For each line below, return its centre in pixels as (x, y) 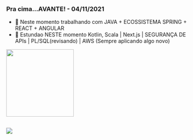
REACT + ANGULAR (40, 28)
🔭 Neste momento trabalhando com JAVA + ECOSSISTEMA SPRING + (101, 22)
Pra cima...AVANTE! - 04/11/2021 (55, 9)
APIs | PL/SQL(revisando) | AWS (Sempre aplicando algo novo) (92, 41)
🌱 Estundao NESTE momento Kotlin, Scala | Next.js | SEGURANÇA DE (100, 35)
